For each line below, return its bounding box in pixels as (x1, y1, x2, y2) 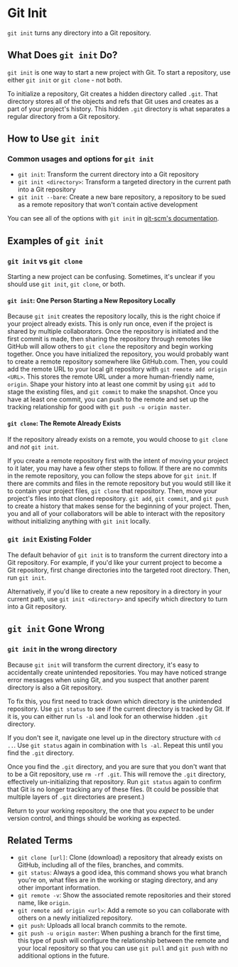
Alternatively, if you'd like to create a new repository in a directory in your (7, 587, 222, 596)
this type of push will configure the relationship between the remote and (17, 936, 229, 945)
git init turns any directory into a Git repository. (7, 28, 151, 37)
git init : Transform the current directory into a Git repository (17, 170, 199, 179)
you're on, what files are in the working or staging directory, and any (17, 876, 218, 884)
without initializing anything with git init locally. (7, 517, 151, 525)
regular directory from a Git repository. (7, 112, 121, 120)
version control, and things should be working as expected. (7, 813, 181, 823)
